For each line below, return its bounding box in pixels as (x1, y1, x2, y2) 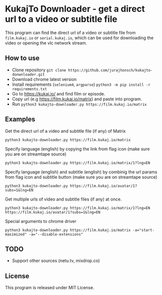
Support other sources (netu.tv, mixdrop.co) (12, 258, 100, 264)
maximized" (5, 232, 27, 237)
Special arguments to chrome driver (5, 218, 76, 224)
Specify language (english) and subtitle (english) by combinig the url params (5, 169, 158, 175)
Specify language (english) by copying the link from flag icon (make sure (5, 146, 150, 152)
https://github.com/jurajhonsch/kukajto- (68, 68, 153, 73)
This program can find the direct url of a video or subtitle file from (5, 30, 136, 35)
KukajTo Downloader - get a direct (5, 3, 145, 15)
